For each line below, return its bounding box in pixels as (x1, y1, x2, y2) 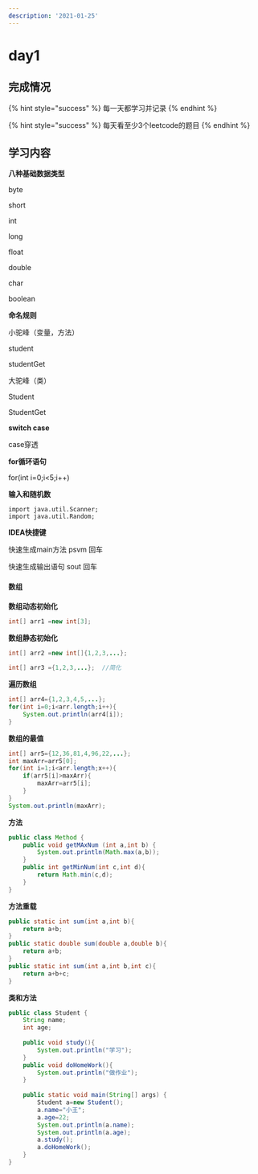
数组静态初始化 (8, 633, 58, 642)
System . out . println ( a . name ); (37, 1121, 135, 1129)
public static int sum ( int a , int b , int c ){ (8, 962, 157, 970)
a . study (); (37, 1135, 74, 1144)
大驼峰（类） (8, 376, 51, 386)
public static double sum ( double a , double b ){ (8, 940, 167, 948)
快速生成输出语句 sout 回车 (8, 562, 98, 572)
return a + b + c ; (23, 970, 70, 978)
